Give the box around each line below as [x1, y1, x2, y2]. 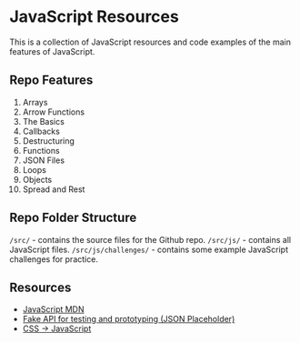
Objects [22, 174, 53, 185]
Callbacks [22, 126, 61, 136]
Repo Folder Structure [9, 210, 137, 226]
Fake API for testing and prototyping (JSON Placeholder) [22, 314, 235, 325]
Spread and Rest [22, 184, 85, 195]
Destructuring [22, 135, 75, 146]
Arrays [22, 96, 48, 107]
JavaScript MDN [22, 304, 85, 315]
